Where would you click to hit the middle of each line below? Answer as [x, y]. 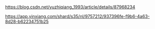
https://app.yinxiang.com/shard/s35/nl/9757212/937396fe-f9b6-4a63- [77, 16]
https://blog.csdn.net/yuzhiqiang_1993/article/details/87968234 [70, 7]
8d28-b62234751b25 [27, 22]
